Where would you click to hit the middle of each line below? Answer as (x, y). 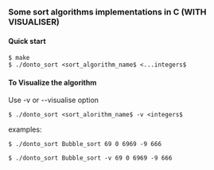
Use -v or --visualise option (54, 100)
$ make (19, 58)
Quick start (27, 41)
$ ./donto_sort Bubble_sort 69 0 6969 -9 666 (85, 144)
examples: (25, 129)
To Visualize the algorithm (53, 82)
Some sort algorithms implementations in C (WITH (107, 12)
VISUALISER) (34, 22)
